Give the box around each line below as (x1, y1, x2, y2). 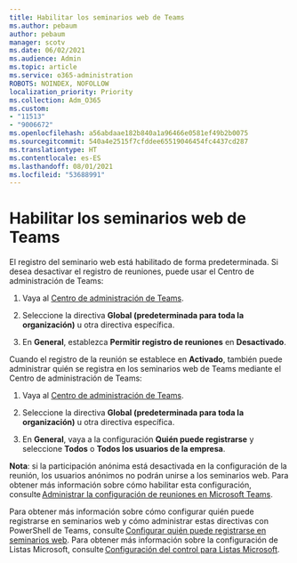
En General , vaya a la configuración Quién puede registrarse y (21, 434, 254, 445)
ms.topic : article (9, 63, 77, 72)
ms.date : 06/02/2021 (9, 46, 86, 55)
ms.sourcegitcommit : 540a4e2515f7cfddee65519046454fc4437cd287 (9, 137, 249, 146)
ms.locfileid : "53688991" (9, 170, 105, 179)
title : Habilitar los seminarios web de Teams (9, 12, 185, 22)
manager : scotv (9, 37, 66, 47)
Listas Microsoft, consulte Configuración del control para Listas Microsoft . (9, 544, 280, 555)
